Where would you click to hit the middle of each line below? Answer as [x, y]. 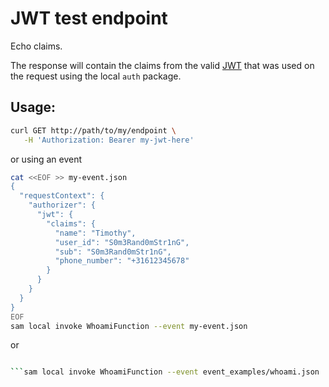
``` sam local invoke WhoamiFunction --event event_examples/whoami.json [165, 372]
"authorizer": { [62, 205]
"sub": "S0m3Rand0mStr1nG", [113, 252]
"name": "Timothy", [95, 233]
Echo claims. [36, 46]
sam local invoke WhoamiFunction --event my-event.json [129, 326]
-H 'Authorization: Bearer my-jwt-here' [109, 140]
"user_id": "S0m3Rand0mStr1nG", [122, 242]
